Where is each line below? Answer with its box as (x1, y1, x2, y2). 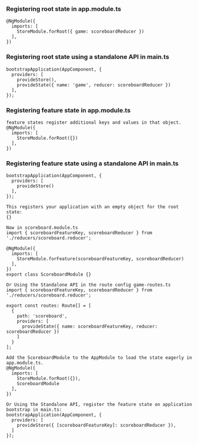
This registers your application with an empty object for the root (6, 204, 179, 210)
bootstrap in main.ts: (6, 407, 62, 413)
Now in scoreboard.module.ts (6, 225, 78, 231)
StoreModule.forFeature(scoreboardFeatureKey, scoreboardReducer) (17, 256, 184, 262)
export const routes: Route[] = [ (6, 303, 92, 309)
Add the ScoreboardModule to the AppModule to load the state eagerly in (6, 355, 193, 361)
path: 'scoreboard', (17, 313, 68, 319)
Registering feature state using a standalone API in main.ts (6, 159, 179, 168)
